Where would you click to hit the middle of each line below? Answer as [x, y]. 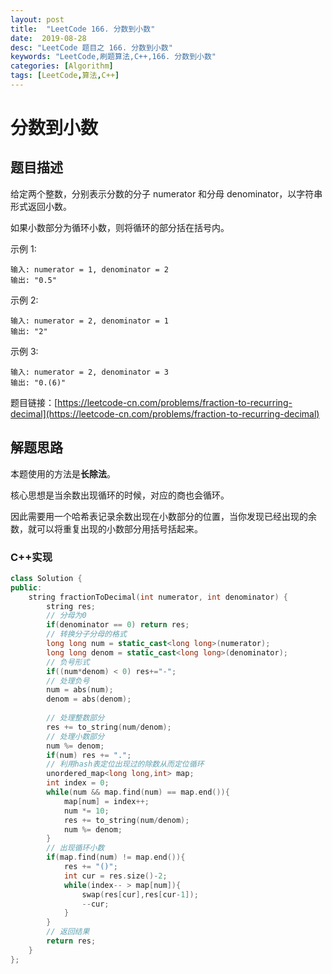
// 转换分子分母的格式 [86, 634]
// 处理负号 [68, 681]
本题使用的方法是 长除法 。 [63, 473]
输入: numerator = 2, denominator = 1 [89, 321]
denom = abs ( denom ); [89, 699]
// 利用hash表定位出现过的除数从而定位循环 [125, 764]
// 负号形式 [68, 662]
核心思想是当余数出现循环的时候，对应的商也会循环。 [120, 495]
